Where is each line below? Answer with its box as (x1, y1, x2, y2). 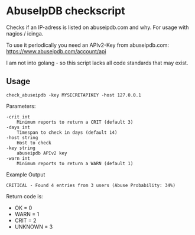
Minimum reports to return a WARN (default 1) (17, 160, 134, 166)
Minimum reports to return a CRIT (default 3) (17, 119, 134, 125)
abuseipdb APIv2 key (17, 150, 67, 156)
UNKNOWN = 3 (14, 223, 53, 230)
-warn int (6, 155, 31, 161)
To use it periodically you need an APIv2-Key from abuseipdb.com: (6, 41, 170, 49)
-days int (6, 124, 31, 130)
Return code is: (6, 192, 43, 199)
